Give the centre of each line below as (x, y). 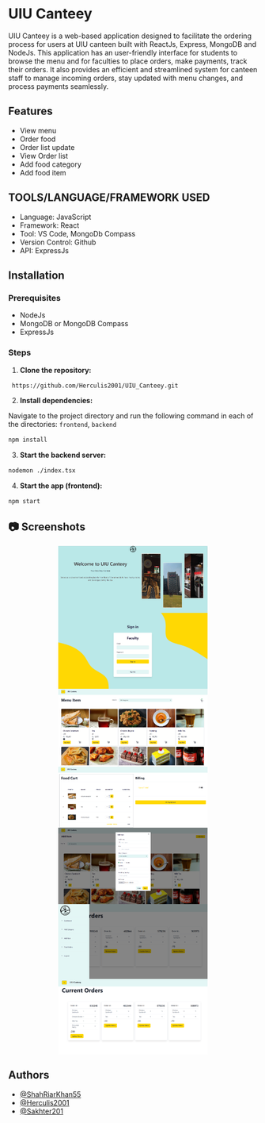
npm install (28, 440)
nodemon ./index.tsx (42, 471)
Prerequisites (34, 298)
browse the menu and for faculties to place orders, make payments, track (128, 61)
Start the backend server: (63, 455)
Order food (38, 139)
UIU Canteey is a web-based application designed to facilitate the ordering (130, 36)
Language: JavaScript (55, 217)
